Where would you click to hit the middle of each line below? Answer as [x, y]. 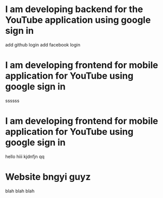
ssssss [12, 101]
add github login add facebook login [43, 44]
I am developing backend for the [74, 9]
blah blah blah [20, 191]
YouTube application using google [78, 20]
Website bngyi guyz [48, 177]
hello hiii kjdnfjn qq [25, 156]
